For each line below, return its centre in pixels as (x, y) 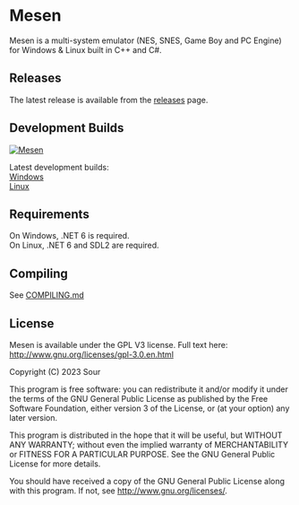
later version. (34, 418)
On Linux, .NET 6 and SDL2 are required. (84, 245)
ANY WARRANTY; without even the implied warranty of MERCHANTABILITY (149, 444)
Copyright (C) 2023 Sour (55, 372)
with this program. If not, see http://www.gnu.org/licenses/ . (119, 491)
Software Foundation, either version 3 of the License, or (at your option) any (149, 408)
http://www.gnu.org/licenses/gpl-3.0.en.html (92, 354)
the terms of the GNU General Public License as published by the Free (139, 399)
